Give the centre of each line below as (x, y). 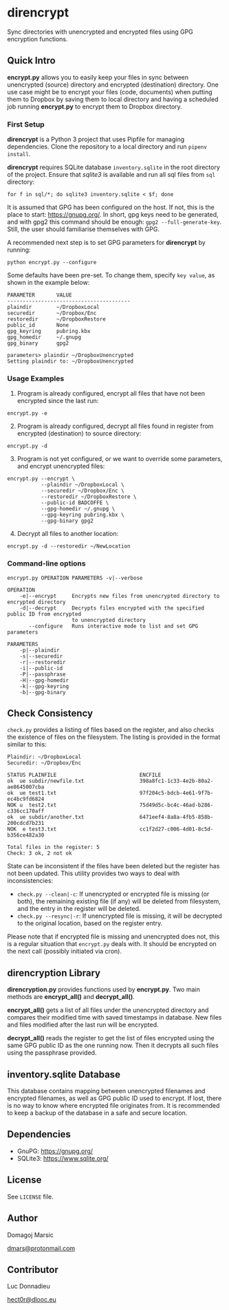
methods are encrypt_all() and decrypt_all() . (71, 997)
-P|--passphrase (43, 674)
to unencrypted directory (109, 620)
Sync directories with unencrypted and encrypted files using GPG (100, 32)
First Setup (26, 124)
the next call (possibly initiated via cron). (65, 952)
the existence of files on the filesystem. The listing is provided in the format (114, 737)
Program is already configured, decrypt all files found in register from (115, 426)
